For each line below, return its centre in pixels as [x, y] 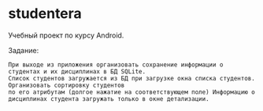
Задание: [24, 50]
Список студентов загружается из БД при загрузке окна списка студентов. [132, 78]
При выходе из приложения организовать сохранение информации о [116, 64]
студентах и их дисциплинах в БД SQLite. [77, 71]
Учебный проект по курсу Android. [66, 35]
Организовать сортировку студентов [67, 85]
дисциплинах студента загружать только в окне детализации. [109, 98]
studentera [45, 14]
